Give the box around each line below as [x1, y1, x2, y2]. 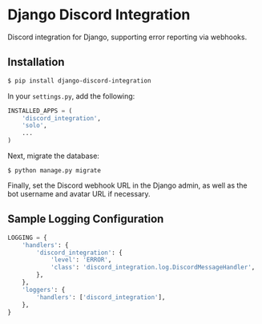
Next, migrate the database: [7, 151, 99, 160]
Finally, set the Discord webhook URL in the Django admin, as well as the [7, 180, 248, 190]
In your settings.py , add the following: [7, 91, 135, 101]
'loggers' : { [22, 286, 66, 294]
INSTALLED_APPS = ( [7, 107, 73, 115]
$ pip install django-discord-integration [7, 76, 151, 85]
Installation [7, 55, 65, 69]
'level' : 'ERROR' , [50, 256, 112, 264]
